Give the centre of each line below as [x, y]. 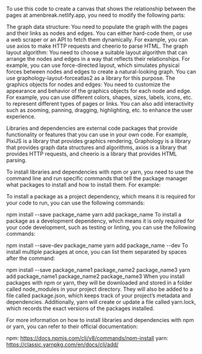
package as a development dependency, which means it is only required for [100, 221]
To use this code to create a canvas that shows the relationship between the [101, 9]
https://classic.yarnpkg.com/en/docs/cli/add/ [62, 344]
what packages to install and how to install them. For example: [84, 185]
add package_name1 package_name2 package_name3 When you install [96, 276]
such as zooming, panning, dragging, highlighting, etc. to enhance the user [99, 110]
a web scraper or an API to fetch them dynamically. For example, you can [97, 40]
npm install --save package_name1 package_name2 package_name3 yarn [98, 270]
